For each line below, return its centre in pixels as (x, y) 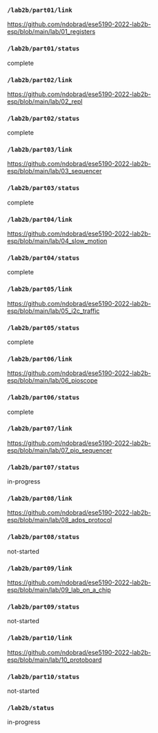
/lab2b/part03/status (43, 188)
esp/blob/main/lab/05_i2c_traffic (53, 311)
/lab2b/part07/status (43, 467)
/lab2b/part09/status (43, 607)
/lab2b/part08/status (43, 537)
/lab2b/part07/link (40, 429)
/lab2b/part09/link (40, 568)
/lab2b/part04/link (40, 219)
